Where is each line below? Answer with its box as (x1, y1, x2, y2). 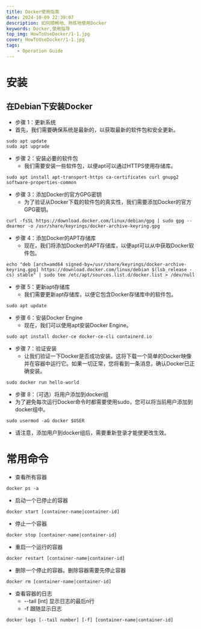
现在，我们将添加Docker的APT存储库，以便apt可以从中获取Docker (23, 242, 189, 249)
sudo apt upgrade (6, 143, 50, 149)
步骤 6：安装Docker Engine (14, 314, 83, 321)
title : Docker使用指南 (6, 8, 60, 15)
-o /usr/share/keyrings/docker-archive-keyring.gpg (28, 223, 161, 229)
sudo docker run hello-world (6, 379, 79, 385)
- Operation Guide (17, 48, 63, 54)
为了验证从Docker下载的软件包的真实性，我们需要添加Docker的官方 (23, 198, 192, 205)
